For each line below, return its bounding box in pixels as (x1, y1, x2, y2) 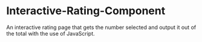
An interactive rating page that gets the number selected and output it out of (6, 24, 197, 31)
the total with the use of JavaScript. (6, 30, 95, 37)
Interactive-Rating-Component (6, 4, 166, 18)
